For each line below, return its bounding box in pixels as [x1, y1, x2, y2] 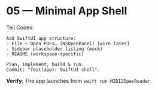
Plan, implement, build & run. [6, 61, 84, 67]
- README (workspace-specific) [6, 51, 84, 57]
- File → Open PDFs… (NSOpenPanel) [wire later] [6, 41, 130, 46]
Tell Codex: [6, 24, 34, 31]
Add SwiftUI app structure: [6, 35, 77, 41]
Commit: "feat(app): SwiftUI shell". [6, 67, 101, 73]
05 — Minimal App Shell [6, 4, 127, 18]
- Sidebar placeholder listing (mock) [6, 46, 103, 52]
